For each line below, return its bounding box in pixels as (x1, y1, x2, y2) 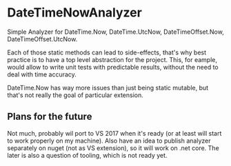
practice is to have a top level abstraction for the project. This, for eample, (7, 55, 217, 63)
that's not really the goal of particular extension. (7, 91, 143, 99)
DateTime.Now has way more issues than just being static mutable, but (7, 83, 209, 92)
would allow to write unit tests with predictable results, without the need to (7, 63, 219, 71)
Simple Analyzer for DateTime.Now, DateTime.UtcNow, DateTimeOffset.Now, (7, 28, 224, 36)
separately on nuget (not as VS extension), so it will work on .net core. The (7, 143, 219, 152)
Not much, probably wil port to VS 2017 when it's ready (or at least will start (7, 129, 222, 137)
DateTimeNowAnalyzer (7, 5, 143, 21)
